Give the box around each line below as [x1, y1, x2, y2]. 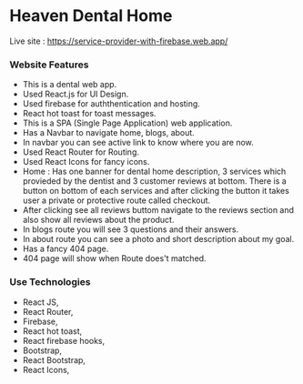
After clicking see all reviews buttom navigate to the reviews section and [22, 205, 294, 216]
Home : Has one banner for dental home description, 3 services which [22, 166, 287, 177]
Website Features [9, 58, 89, 71]
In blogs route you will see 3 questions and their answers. [22, 224, 239, 235]
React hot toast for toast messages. [22, 108, 157, 119]
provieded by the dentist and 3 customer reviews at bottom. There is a [22, 176, 287, 187]
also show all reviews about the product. [22, 215, 175, 226]
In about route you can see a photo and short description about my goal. [22, 234, 295, 245]
